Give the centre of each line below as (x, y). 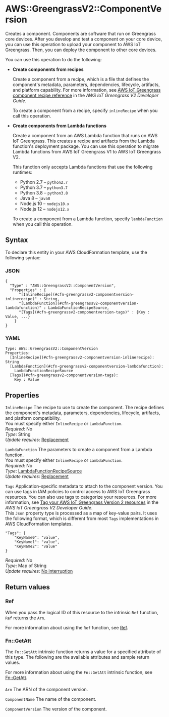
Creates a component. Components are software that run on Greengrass (81, 33)
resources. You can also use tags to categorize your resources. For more (81, 497)
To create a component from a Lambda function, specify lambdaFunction (88, 219)
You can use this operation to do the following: (53, 59)
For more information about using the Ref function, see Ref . (67, 627)
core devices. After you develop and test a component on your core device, (84, 39)
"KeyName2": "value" (36, 547)
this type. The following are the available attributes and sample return (77, 657)
